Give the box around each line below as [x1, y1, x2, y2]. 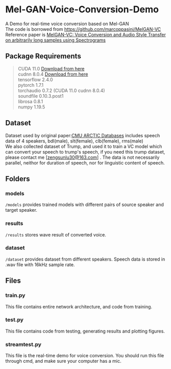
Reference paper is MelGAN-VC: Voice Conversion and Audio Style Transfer [5, 31, 166, 38]
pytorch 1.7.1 [17, 82, 44, 88]
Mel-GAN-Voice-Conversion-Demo [5, 4, 159, 15]
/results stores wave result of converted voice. [5, 231, 106, 237]
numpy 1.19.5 [17, 104, 45, 110]
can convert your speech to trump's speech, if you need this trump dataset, [5, 149, 165, 155]
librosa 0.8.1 [17, 98, 43, 104]
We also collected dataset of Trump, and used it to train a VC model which [5, 143, 162, 150]
